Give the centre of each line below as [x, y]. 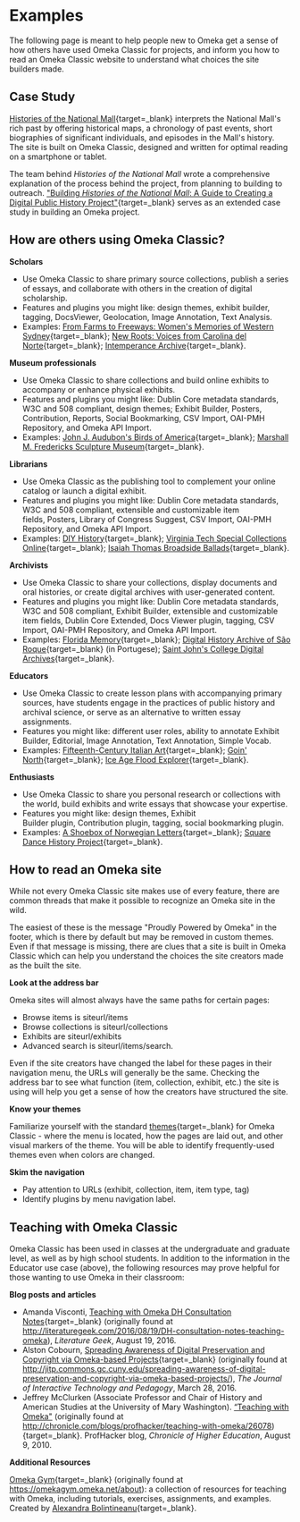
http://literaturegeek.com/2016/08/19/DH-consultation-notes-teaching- [153, 1331]
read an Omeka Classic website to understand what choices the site [134, 59]
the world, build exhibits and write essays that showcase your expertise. [155, 803]
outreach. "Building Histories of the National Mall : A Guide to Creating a [141, 192]
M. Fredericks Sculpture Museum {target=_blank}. [113, 446]
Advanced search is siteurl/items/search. [98, 1046]
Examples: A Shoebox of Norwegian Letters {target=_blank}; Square [146, 832]
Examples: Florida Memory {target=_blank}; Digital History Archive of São [156, 639]
